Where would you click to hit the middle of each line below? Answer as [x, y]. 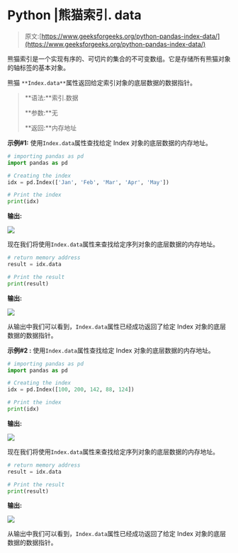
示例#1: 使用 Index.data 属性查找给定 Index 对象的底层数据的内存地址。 [110, 142]
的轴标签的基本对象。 [38, 67]
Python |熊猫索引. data [74, 15]
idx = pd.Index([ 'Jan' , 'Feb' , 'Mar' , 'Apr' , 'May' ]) [89, 182]
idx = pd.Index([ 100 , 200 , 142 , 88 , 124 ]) [71, 390]
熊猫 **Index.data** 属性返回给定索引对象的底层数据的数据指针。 [102, 82]
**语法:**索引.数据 [51, 98]
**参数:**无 [41, 113]
